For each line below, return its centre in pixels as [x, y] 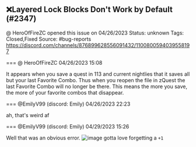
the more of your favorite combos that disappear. [65, 92]
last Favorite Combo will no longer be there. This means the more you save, [97, 86]
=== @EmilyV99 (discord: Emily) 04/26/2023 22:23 [68, 104]
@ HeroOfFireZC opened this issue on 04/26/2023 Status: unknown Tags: [95, 33]
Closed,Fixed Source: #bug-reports [49, 39]
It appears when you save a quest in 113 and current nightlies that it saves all [98, 74]
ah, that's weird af [28, 115]
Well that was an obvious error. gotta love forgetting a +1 [85, 138]
